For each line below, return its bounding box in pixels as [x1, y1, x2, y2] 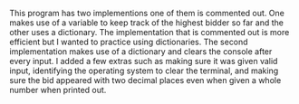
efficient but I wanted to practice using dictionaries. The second [9, 36, 248, 47]
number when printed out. [9, 85, 107, 95]
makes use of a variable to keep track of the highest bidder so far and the [9, 17, 284, 28]
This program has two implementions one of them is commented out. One [9, 8, 285, 18]
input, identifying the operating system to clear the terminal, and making [9, 65, 279, 76]
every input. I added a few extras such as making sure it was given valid [9, 56, 278, 66]
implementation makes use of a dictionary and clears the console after [9, 46, 273, 57]
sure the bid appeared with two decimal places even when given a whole [9, 75, 282, 85]
